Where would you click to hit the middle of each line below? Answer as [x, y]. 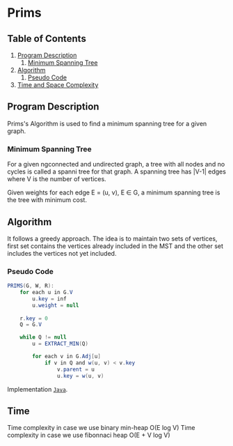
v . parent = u [76, 369]
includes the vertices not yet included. [62, 253]
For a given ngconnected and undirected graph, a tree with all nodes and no [116, 164]
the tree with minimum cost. [47, 200]
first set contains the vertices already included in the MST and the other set [115, 246]
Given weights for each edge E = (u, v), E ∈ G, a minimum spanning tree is [114, 192]
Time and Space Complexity [58, 85]
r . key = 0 [34, 318]
